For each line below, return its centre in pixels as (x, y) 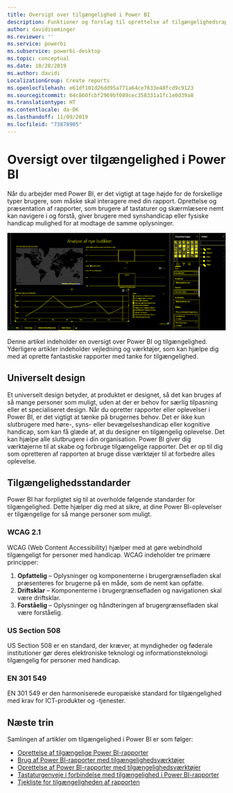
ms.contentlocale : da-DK (43, 110)
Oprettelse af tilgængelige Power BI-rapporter (83, 753)
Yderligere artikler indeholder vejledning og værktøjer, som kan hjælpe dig (113, 349)
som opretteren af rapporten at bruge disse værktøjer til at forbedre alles (111, 454)
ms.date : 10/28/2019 (37, 66)
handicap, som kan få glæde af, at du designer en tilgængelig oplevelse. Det (116, 432)
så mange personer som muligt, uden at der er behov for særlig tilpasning (113, 402)
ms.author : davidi (34, 73)
